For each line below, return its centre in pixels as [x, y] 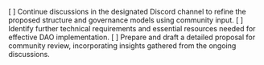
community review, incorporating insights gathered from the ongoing [122, 46]
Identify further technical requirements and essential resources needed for [132, 28]
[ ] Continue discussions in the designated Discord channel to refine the [128, 12]
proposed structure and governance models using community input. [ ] [126, 20]
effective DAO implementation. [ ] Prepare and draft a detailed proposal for [132, 37]
